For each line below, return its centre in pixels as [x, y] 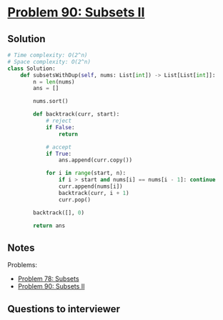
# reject [59, 121]
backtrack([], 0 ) [59, 212]
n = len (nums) [54, 82]
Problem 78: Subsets [49, 279]
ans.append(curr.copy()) [95, 160]
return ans [49, 226]
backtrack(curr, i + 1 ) [94, 193]
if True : [59, 154]
